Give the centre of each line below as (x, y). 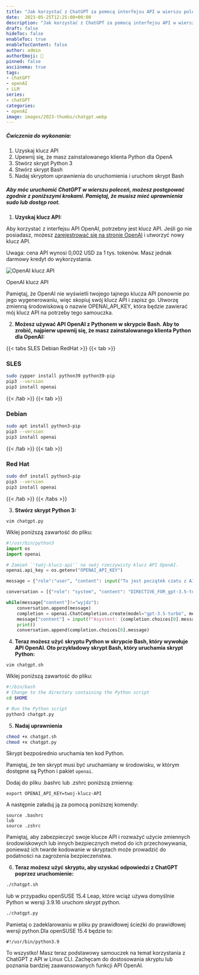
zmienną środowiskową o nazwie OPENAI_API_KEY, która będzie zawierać (97, 306)
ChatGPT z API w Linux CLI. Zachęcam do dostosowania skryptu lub (89, 959)
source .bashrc (25, 816)
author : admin (24, 51)
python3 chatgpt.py (30, 714)
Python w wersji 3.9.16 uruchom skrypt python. (63, 902)
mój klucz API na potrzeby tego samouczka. (60, 313)
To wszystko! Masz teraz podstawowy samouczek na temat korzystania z (96, 953)
